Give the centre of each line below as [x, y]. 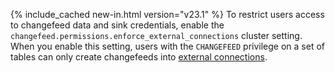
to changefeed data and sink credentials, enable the [117, 25]
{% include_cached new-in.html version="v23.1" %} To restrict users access [167, 14]
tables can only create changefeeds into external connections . [139, 57]
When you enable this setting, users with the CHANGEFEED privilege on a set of [167, 46]
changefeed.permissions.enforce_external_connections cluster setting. [156, 35]
